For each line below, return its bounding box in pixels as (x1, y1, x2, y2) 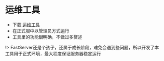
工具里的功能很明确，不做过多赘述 (12, 34, 82, 40)
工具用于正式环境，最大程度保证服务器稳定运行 (5, 50, 101, 57)
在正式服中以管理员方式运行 (12, 28, 70, 33)
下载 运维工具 (12, 22, 40, 28)
